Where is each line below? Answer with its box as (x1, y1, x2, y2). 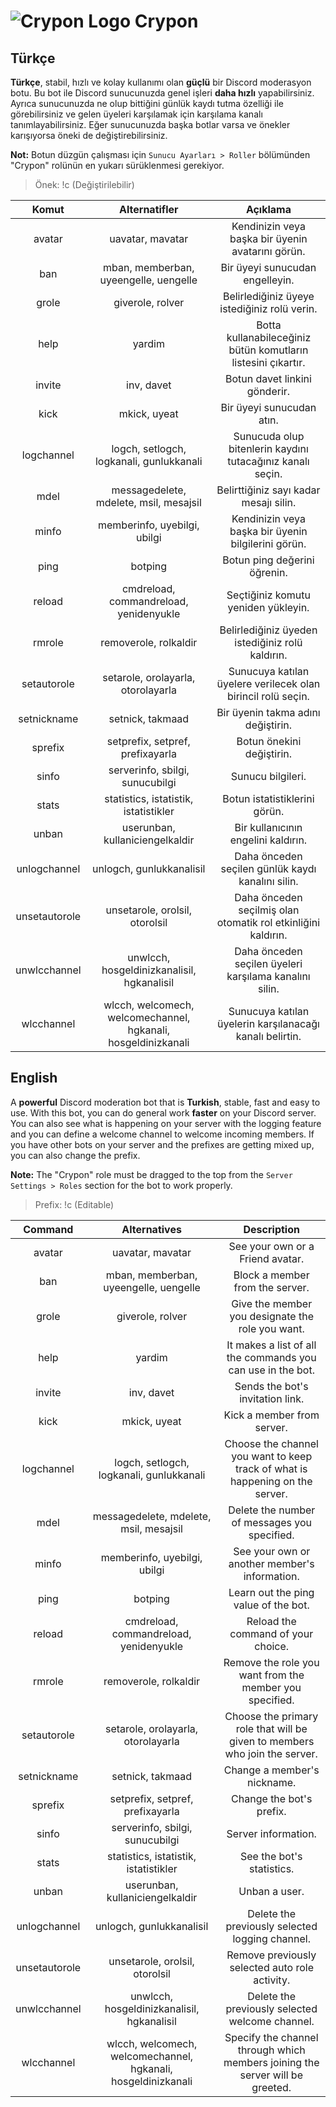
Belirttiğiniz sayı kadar (216, 483, 321, 497)
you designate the (229, 1309, 314, 1323)
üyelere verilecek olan (216, 677, 321, 690)
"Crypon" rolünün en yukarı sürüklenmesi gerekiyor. (10, 160, 225, 171)
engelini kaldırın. (229, 833, 308, 847)
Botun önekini (236, 735, 302, 748)
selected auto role (229, 1960, 315, 1974)
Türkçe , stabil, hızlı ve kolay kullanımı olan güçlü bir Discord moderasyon (10, 76, 312, 88)
